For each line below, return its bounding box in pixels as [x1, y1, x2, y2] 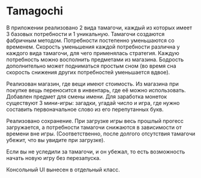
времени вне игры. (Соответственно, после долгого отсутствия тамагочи [6, 130, 196, 137]
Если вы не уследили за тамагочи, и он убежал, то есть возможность [6, 148, 185, 155]
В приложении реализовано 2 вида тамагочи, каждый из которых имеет [6, 24, 193, 31]
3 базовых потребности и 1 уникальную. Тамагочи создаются [6, 30, 165, 37]
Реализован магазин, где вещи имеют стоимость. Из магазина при [6, 80, 179, 88]
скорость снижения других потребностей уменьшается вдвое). [6, 68, 170, 76]
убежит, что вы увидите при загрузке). [6, 136, 105, 143]
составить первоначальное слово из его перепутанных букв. [6, 105, 164, 113]
